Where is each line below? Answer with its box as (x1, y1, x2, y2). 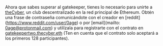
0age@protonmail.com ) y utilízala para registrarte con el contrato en (5, 25, 143, 31)
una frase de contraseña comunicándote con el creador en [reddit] (5, 15, 140, 20)
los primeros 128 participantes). (5, 35, 69, 41)
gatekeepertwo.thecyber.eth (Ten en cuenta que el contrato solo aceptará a (5, 30, 159, 36)
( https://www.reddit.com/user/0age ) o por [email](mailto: (5, 20, 120, 25)
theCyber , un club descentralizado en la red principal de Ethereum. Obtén (5, 9, 154, 15)
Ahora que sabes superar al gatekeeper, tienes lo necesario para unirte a (5, 4, 153, 10)
